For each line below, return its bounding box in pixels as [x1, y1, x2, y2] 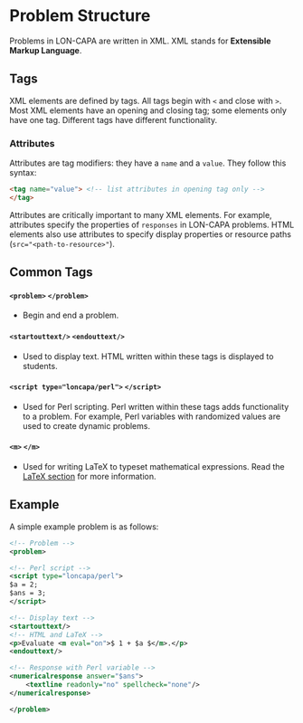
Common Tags [9, 264, 93, 281]
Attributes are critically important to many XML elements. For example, [9, 209, 273, 220]
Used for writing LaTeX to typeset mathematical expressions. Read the [22, 461, 285, 471]
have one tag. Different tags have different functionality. [9, 114, 218, 125]
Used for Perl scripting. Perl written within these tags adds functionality [22, 401, 289, 412]
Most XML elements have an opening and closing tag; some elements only [9, 105, 288, 116]
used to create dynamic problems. [22, 420, 151, 431]
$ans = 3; [9, 589, 47, 598]
